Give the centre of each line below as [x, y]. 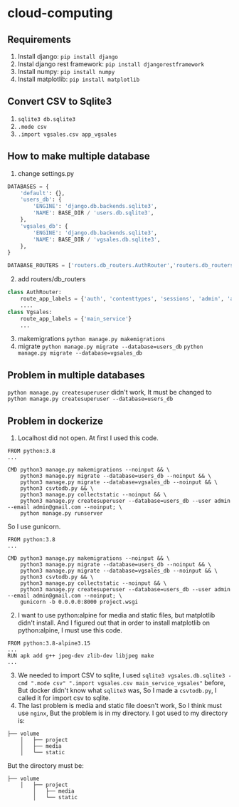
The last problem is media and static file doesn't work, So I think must [120, 706]
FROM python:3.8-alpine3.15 [49, 643]
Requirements [39, 40]
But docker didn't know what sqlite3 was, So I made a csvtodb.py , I [117, 690]
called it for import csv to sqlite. [64, 698]
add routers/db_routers [52, 279]
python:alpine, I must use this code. [70, 630]
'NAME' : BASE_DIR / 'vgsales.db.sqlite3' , [97, 239]
